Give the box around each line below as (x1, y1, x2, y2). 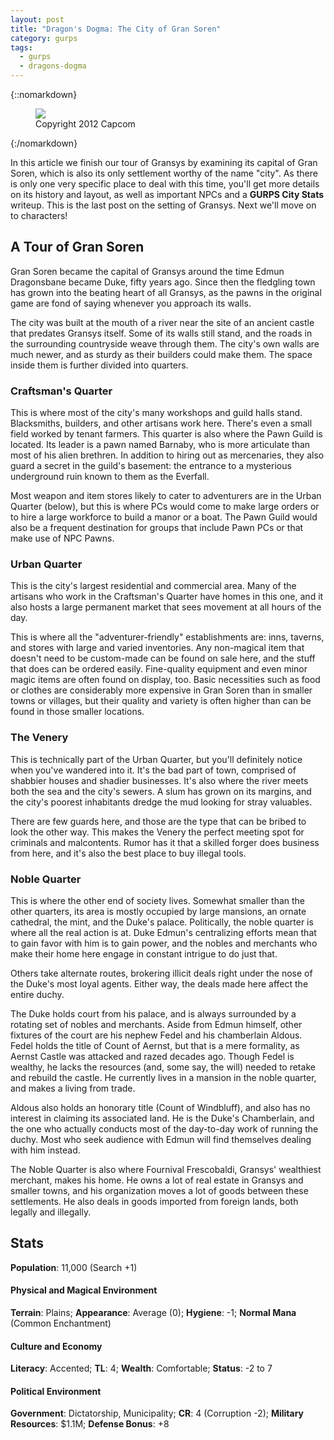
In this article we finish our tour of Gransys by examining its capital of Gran (10, 157, 318, 168)
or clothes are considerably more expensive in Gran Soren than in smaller (10, 684, 313, 696)
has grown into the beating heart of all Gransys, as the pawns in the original (10, 286, 322, 298)
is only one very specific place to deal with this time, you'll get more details (10, 178, 320, 190)
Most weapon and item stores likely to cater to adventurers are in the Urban (10, 490, 322, 502)
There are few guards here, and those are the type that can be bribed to (10, 815, 307, 827)
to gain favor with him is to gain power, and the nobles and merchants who (10, 937, 318, 949)
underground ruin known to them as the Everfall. (10, 471, 210, 483)
